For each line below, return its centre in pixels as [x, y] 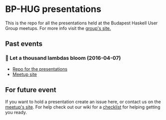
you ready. [16, 113]
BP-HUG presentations [53, 9]
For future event [31, 90]
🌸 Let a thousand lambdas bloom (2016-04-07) [63, 58]
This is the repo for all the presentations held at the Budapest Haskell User [82, 23]
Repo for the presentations [40, 69]
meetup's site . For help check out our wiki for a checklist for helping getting [83, 107]
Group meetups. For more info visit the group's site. [58, 28]
